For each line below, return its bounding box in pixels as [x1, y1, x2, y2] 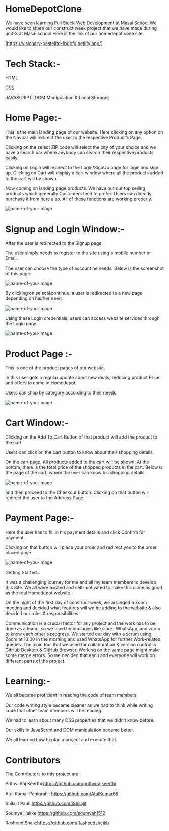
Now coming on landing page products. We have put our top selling [5, 185, 145, 191]
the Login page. [5, 320, 38, 326]
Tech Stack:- [5, 58, 61, 70]
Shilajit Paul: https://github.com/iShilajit [5, 800, 87, 807]
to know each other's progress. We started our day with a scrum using [5, 631, 152, 637]
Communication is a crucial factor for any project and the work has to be [5, 620, 156, 626]
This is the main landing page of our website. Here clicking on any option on [5, 128, 163, 135]
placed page [5, 549, 31, 555]
